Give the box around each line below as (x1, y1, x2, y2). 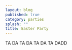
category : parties (5, 17, 44, 22)
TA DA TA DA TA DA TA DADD (5, 40, 67, 46)
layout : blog (5, 7, 33, 13)
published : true (5, 12, 40, 17)
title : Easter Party (5, 26, 49, 31)
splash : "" (5, 21, 28, 27)
